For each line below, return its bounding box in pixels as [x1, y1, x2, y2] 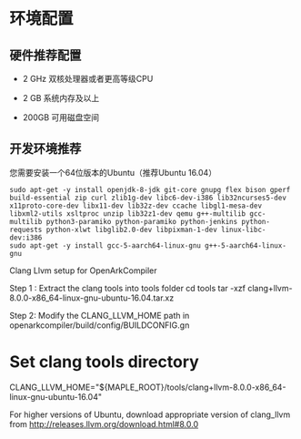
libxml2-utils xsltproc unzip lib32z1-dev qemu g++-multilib [9, 209, 246, 219]
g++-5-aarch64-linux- [204, 240, 286, 250]
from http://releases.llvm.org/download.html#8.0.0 [9, 418, 198, 429]
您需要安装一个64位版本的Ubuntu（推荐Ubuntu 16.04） [9, 167, 216, 178]
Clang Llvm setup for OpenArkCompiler [9, 265, 157, 276]
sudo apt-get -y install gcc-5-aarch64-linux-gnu [9, 240, 202, 250]
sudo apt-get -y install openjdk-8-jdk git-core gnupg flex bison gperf [9, 185, 291, 194]
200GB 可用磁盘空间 [22, 112, 100, 123]
